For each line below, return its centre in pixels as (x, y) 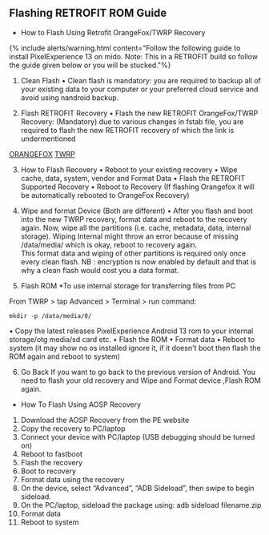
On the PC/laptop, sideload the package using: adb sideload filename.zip (141, 505)
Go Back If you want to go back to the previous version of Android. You (138, 372)
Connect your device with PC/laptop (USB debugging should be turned (138, 436)
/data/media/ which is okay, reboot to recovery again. (109, 244)
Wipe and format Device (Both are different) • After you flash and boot (137, 211)
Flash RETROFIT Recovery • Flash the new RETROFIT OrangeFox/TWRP (139, 113)
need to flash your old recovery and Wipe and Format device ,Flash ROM (141, 380)
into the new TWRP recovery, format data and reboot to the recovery (134, 219)
